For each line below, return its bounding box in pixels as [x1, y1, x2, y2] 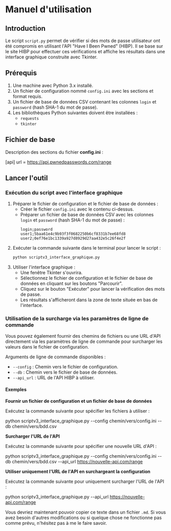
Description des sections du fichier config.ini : [5, 149, 104, 155]
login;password [20, 227, 53, 232]
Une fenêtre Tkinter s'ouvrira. [20, 270, 83, 276]
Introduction [5, 24, 46, 33]
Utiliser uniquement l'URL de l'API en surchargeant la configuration [5, 468, 151, 475]
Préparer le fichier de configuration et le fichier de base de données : [12, 201, 158, 207]
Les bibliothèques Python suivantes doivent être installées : [12, 109, 138, 116]
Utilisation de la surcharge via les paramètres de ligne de [5, 315, 149, 322]
